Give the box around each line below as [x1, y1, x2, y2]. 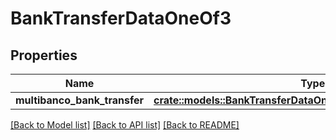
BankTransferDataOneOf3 [10, 7, 232, 30]
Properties [10, 47, 78, 64]
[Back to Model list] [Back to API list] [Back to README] [10, 119, 240, 131]
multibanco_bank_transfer [15, 93, 145, 107]
